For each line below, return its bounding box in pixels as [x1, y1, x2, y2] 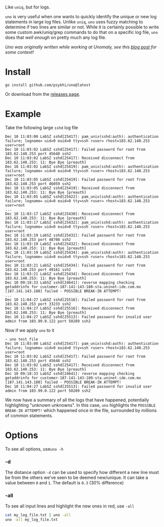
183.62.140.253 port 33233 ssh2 [5, 301, 71, 306]
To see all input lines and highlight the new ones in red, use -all [5, 503, 135, 509]
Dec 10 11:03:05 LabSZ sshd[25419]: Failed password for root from [5, 177, 146, 182]
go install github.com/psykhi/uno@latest [5, 82, 91, 87]
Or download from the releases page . [5, 91, 81, 97]
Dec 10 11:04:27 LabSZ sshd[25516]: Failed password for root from [5, 297, 146, 302]
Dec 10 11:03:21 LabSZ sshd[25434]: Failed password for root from [5, 263, 146, 268]
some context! [5, 49, 34, 55]
